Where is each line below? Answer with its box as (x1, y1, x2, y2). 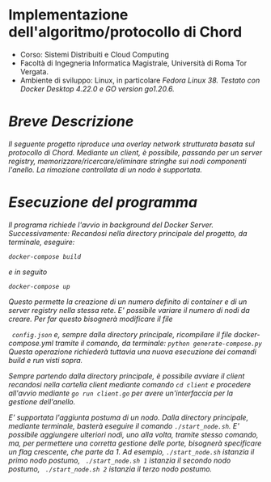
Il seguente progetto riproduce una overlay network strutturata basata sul (8, 139, 255, 149)
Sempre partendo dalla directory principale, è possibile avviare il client (8, 370, 245, 381)
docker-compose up (8, 282, 70, 290)
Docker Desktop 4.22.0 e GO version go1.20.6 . (19, 83, 176, 94)
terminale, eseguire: (8, 237, 75, 247)
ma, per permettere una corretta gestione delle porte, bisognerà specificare (8, 438, 262, 448)
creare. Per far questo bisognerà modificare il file (8, 314, 173, 323)
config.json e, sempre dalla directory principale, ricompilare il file (11, 329, 232, 339)
